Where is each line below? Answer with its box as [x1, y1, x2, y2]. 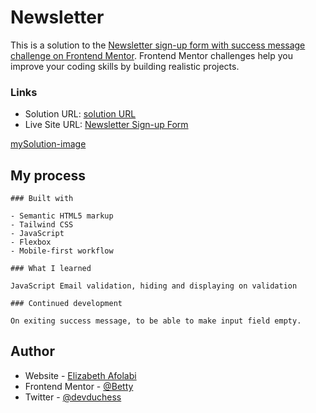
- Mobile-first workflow [10, 246, 114, 256]
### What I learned [10, 264, 92, 274]
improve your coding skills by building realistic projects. [10, 60, 240, 72]
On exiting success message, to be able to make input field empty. [10, 316, 302, 326]
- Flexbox [10, 237, 52, 248]
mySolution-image [10, 138, 87, 150]
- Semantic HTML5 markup [10, 211, 114, 221]
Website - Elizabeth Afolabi [24, 369, 137, 381]
